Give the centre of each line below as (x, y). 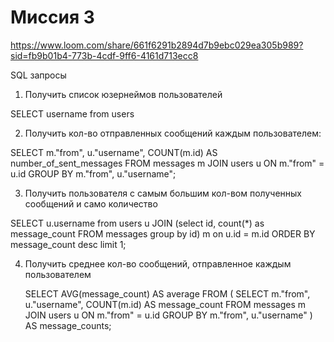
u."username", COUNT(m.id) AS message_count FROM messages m (165, 304)
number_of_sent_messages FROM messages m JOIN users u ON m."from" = (167, 163)
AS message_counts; (68, 325)
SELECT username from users (72, 113)
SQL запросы (38, 75)
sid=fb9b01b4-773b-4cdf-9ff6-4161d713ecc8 (104, 55)
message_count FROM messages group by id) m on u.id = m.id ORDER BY (163, 233)
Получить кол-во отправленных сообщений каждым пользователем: (173, 133)
